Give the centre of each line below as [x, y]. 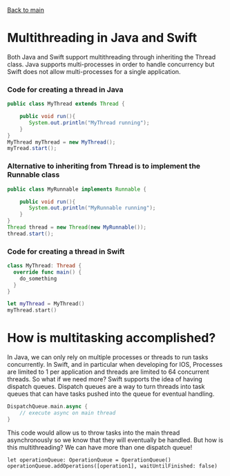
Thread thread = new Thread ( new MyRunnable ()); [77, 227]
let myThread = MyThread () [46, 304]
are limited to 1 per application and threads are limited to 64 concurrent [108, 372]
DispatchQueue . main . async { [48, 407]
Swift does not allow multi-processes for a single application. [94, 71]
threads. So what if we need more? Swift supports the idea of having [105, 379]
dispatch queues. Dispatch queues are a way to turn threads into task [106, 387]
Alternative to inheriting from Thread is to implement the [104, 166]
